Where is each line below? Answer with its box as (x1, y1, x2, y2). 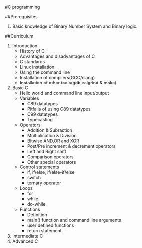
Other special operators (27, 159, 76, 165)
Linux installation (19, 64, 55, 70)
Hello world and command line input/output (19, 90, 109, 96)
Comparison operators (27, 154, 74, 160)
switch (27, 175, 41, 180)
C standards (19, 59, 45, 64)
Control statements (19, 164, 59, 170)
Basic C (12, 85, 28, 91)
